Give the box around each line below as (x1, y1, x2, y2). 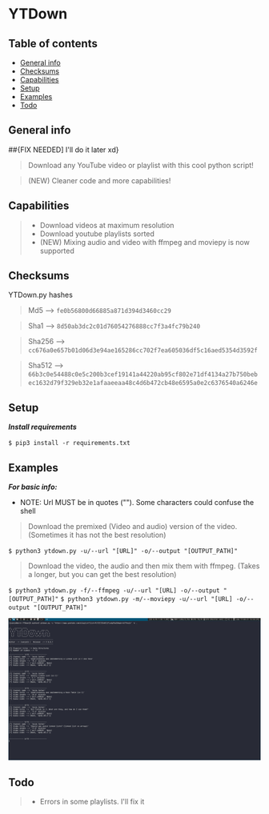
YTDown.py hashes (8, 290, 74, 300)
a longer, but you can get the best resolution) (27, 570, 177, 579)
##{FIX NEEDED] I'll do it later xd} (8, 145, 119, 154)
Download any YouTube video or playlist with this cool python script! (27, 160, 254, 170)
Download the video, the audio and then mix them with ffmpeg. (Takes (27, 561, 260, 571)
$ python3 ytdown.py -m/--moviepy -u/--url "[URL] (60, 595, 233, 603)
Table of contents (8, 37, 98, 50)
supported (39, 246, 74, 255)
